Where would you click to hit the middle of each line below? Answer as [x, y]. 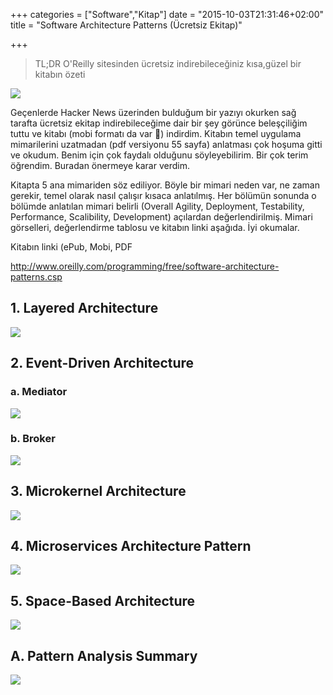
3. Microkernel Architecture [98, 491]
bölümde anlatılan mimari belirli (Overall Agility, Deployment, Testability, [157, 206]
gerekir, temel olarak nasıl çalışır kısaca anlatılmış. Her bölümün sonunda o [163, 195]
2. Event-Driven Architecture [102, 363]
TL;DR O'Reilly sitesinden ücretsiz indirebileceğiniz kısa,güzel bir [168, 63]
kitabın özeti [60, 74]
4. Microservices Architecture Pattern [131, 546]
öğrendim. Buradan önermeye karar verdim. [100, 165]
